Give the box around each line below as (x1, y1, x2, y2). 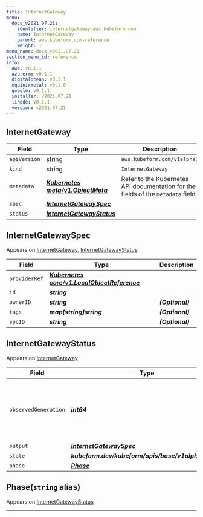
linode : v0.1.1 (11, 99, 50, 105)
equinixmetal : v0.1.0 (11, 82, 66, 88)
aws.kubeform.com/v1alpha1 (121, 156, 199, 163)
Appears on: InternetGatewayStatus (6, 498, 94, 505)
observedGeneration (9, 406, 65, 413)
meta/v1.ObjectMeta (46, 186, 108, 194)
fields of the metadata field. (121, 190, 198, 199)
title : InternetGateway (6, 8, 66, 15)
